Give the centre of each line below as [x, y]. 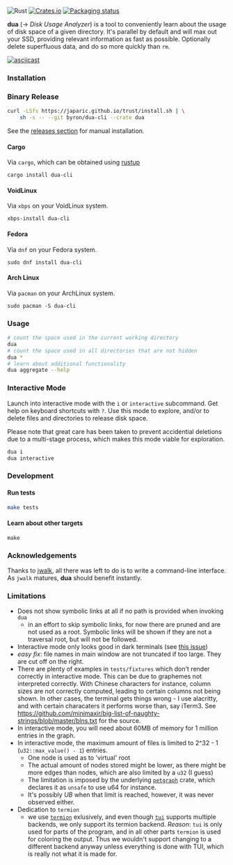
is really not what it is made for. [72, 854]
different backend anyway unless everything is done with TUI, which [126, 847]
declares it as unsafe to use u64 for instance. [92, 788]
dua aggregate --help [39, 370]
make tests [23, 507]
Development [31, 476]
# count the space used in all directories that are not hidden [102, 351]
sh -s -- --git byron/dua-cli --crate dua [82, 118]
